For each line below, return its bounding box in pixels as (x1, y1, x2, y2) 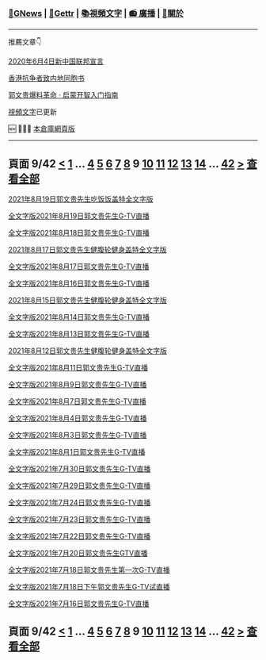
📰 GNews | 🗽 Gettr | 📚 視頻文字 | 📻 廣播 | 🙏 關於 (8, 7, 184, 18)
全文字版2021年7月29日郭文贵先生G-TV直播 (8, 481, 151, 490)
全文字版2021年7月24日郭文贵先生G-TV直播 (8, 498, 151, 508)
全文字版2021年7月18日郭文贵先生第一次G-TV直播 (8, 566, 170, 575)
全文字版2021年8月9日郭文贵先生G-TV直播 (8, 380, 147, 389)
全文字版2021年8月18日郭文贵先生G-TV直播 (8, 228, 150, 238)
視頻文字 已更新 (8, 107, 57, 117)
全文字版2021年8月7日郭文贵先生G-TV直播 (8, 397, 146, 406)
